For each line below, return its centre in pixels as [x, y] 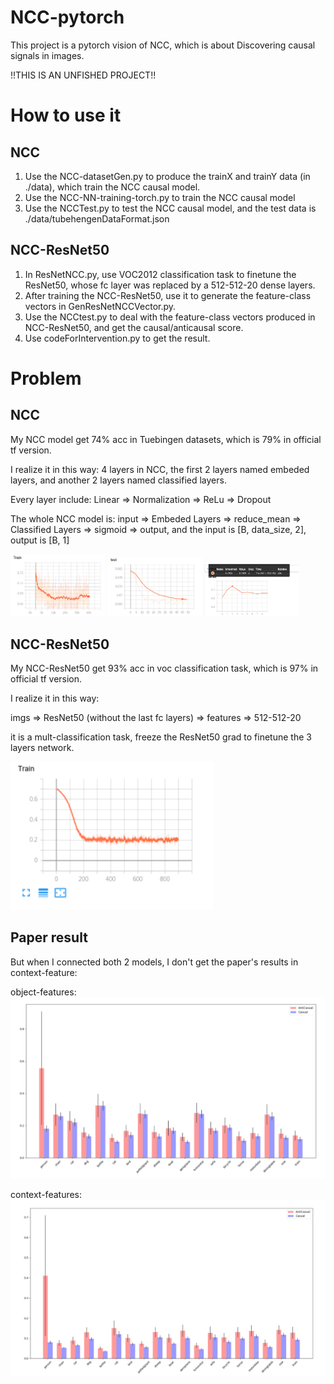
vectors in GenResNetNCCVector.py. [100, 306]
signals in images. [47, 55]
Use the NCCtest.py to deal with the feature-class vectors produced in [170, 317]
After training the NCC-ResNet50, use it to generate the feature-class [168, 295]
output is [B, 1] [40, 540]
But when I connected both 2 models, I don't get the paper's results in [154, 962]
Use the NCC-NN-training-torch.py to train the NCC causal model [160, 197]
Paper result [49, 937]
